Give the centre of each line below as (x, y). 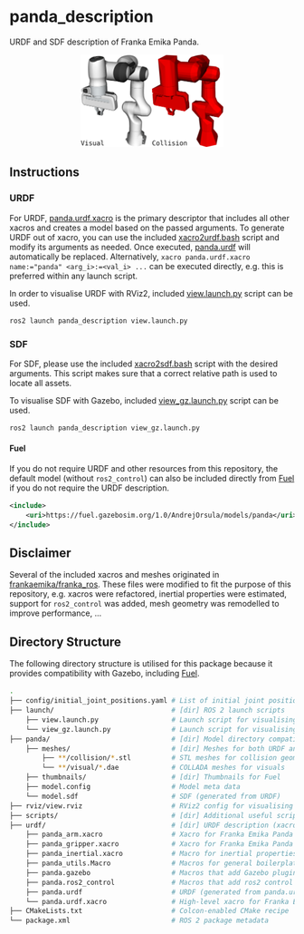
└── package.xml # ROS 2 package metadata (139, 921)
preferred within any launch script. (74, 276)
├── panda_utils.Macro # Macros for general (139, 863)
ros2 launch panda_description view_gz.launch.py (105, 428)
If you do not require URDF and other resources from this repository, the (144, 469)
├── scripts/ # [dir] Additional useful (141, 815)
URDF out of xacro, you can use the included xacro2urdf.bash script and (145, 237)
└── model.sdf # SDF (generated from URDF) (153, 796)
